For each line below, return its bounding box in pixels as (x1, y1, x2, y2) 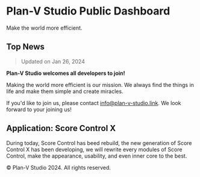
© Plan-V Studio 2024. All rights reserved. (6, 164, 111, 171)
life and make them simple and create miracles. (6, 88, 123, 95)
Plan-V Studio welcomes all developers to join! (6, 69, 125, 77)
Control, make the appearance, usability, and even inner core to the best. (6, 152, 187, 159)
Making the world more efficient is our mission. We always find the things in (6, 81, 195, 88)
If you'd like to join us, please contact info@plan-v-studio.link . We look (6, 99, 182, 106)
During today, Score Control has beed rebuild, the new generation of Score (6, 139, 192, 146)
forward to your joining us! (6, 106, 72, 113)
